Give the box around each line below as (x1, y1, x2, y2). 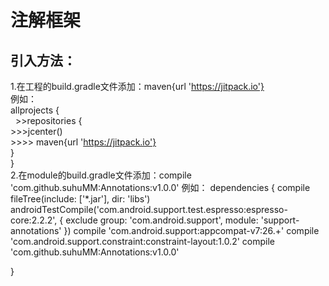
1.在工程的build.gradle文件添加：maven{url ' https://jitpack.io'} (10, 81, 265, 92)
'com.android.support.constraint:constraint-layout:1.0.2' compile (10, 236, 275, 247)
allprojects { (10, 104, 60, 116)
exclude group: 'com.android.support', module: (65, 214, 259, 226)
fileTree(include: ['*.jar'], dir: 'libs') (10, 193, 151, 205)
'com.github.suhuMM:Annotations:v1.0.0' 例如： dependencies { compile (10, 182, 311, 193)
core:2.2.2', (10, 214, 58, 226)
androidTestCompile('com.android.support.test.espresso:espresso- (10, 204, 288, 215)
